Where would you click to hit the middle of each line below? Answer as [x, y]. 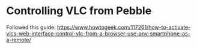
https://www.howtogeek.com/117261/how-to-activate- [124, 27]
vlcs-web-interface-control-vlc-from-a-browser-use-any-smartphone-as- [98, 33]
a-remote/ [19, 40]
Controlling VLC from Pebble [79, 11]
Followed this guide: [31, 27]
